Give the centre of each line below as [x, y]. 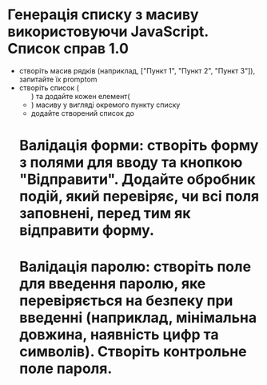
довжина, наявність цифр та [119, 335]
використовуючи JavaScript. [108, 32]
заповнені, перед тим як [105, 214]
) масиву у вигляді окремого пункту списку [106, 105]
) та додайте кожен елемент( [80, 96]
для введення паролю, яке [112, 284]
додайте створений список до [83, 113]
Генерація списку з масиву [103, 15]
